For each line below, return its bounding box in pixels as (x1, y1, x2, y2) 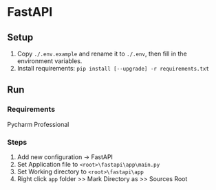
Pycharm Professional (7, 120, 69, 128)
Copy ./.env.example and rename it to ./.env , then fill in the (17, 49, 187, 58)
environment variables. (17, 57, 83, 65)
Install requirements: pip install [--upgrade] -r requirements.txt (17, 64, 210, 72)
